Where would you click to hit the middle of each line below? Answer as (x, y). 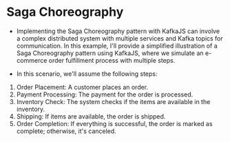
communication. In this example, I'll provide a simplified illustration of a (117, 45)
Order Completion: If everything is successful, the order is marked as (114, 123)
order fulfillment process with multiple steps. (112, 60)
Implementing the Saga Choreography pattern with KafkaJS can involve (118, 31)
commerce (32, 60)
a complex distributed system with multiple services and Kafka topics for (119, 38)
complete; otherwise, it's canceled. (66, 131)
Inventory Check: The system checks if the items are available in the (113, 101)
